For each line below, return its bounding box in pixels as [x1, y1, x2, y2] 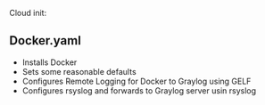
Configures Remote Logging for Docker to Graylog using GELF [21, 76, 252, 86]
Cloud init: [9, 8, 47, 18]
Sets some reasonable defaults [21, 66, 137, 77]
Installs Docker [21, 57, 78, 68]
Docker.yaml [9, 33, 82, 48]
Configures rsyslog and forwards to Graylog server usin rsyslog [21, 85, 257, 96]
